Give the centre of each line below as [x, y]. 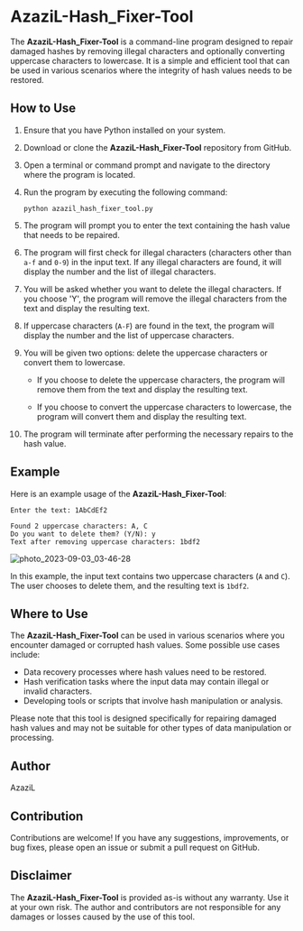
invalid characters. [58, 691]
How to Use [43, 109]
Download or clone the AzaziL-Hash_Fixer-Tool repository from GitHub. [157, 147]
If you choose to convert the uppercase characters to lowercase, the [164, 407]
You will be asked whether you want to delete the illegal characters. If [152, 289]
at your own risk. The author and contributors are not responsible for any [146, 907]
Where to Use [49, 614]
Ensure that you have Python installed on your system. [124, 130]
